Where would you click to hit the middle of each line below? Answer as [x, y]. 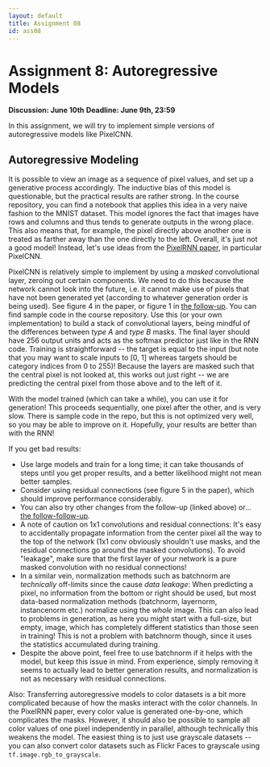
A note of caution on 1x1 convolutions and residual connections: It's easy [141, 524]
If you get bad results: [45, 449]
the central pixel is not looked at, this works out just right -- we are [119, 375]
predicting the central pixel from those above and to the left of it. [116, 383]
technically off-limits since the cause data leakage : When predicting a [137, 585]
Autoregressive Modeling [74, 159]
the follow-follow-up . [55, 516]
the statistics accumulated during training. [90, 644]
